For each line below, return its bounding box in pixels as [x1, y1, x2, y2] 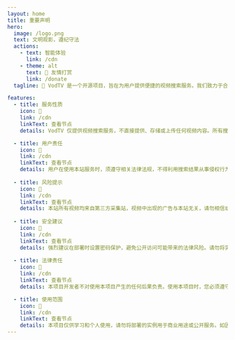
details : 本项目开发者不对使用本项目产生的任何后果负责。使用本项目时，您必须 [20, 283, 220, 290]
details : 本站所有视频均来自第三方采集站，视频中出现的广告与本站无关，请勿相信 [20, 205, 225, 212]
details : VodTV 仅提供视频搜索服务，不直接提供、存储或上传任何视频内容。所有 [20, 127, 223, 134]
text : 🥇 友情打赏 [25, 69, 72, 76]
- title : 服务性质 [13, 101, 63, 109]
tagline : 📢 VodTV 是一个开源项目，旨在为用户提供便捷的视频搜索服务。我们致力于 [13, 82, 223, 89]
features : [7, 95, 36, 102]
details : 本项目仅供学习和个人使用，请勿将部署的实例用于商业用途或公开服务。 [20, 322, 220, 329]
